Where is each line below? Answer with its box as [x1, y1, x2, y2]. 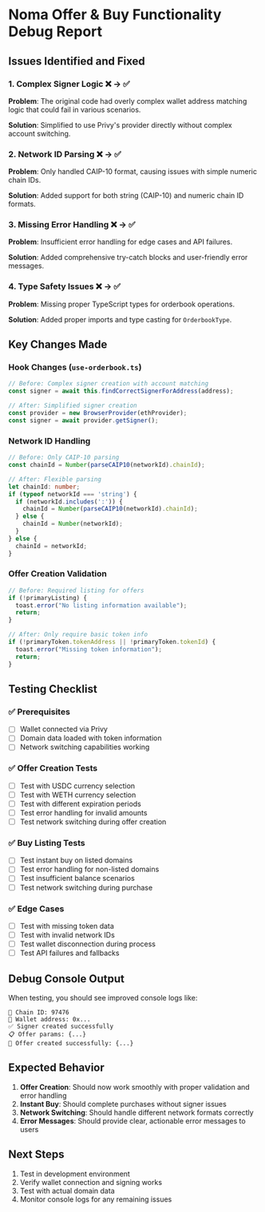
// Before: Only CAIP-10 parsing [8, 453, 120, 462]
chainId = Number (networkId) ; [22, 520, 124, 528]
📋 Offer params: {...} [8, 1030, 86, 1038]
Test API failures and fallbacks [19, 948, 120, 958]
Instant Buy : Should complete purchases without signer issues [19, 1099, 227, 1108]
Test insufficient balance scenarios [19, 874, 136, 883]
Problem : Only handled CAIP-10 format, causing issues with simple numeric [8, 167, 258, 176]
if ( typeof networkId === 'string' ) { [8, 490, 137, 498]
